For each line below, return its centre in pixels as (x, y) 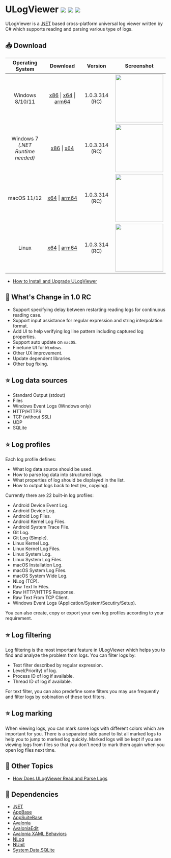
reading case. (27, 315)
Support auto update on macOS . (45, 342)
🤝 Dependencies (32, 794)
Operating (25, 62)
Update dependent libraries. (42, 358)
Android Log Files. (32, 516)
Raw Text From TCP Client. (41, 598)
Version (96, 66)
